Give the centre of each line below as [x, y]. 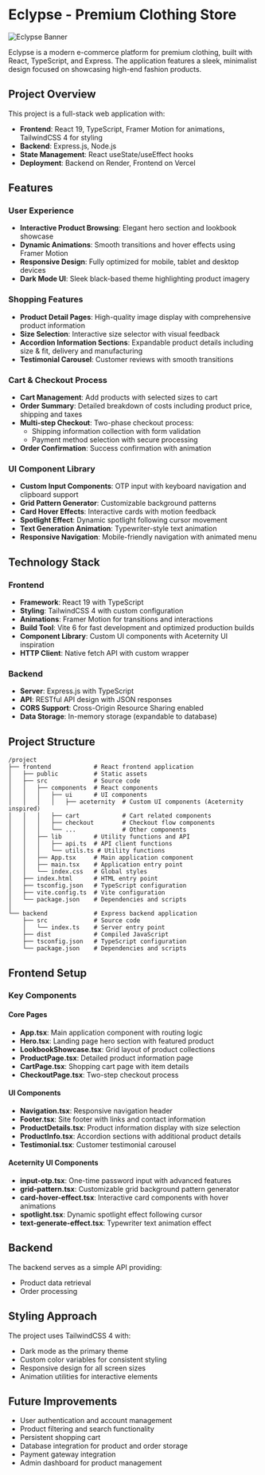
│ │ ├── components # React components [83, 788]
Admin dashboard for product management [91, 1463]
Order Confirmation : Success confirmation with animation [115, 448]
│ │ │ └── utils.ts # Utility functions [87, 851]
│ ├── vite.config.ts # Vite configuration [87, 893]
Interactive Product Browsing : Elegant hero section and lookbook [128, 228]
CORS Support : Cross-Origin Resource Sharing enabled [112, 708]
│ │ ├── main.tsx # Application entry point [95, 865]
